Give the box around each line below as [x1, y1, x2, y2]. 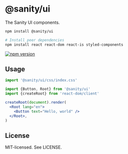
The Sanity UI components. [5, 19, 60, 25]
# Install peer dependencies [5, 37, 64, 42]
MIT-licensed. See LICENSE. [5, 144, 62, 150]
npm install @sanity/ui [5, 29, 54, 34]
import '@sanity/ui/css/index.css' [5, 78, 78, 83]
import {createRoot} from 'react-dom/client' [5, 91, 99, 96]
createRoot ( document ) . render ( [5, 100, 67, 105]
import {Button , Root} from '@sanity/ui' [5, 86, 91, 92]
